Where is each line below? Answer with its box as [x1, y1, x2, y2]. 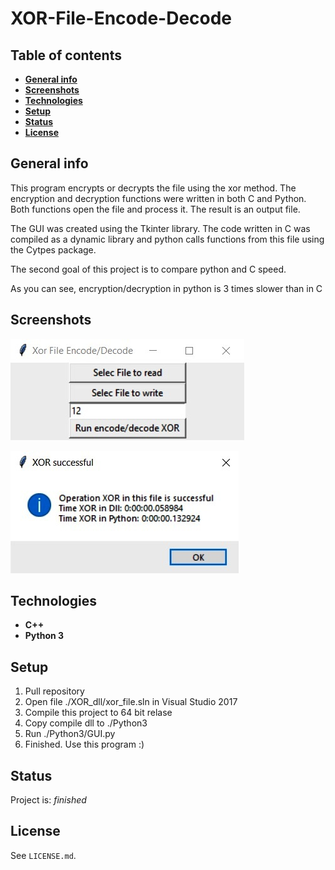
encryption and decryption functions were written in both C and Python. [10, 192, 307, 204]
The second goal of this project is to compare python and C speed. [10, 263, 287, 275]
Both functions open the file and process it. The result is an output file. [10, 203, 301, 215]
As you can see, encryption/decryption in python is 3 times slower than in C [10, 282, 323, 294]
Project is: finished [10, 794, 87, 806]
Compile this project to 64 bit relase [24, 707, 173, 719]
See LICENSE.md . [10, 849, 77, 861]
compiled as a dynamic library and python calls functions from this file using [10, 233, 325, 245]
